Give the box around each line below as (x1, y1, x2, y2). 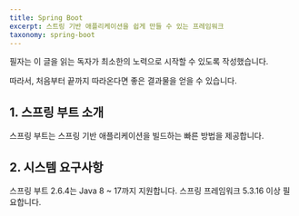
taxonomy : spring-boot (9, 30, 95, 39)
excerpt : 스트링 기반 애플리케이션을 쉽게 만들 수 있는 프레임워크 (9, 22, 224, 31)
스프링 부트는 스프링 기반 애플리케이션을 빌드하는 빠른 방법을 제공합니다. (9, 131, 264, 142)
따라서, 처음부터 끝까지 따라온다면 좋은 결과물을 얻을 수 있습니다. (9, 75, 238, 86)
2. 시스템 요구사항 (9, 160, 104, 175)
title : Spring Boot (9, 13, 84, 23)
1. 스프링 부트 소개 (9, 104, 105, 120)
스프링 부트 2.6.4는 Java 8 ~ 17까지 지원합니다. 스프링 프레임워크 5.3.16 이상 (9, 185, 282, 196)
